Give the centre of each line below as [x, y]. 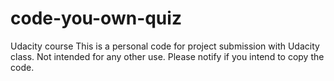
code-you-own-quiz [96, 18]
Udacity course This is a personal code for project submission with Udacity [165, 46]
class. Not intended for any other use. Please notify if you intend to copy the [167, 56]
